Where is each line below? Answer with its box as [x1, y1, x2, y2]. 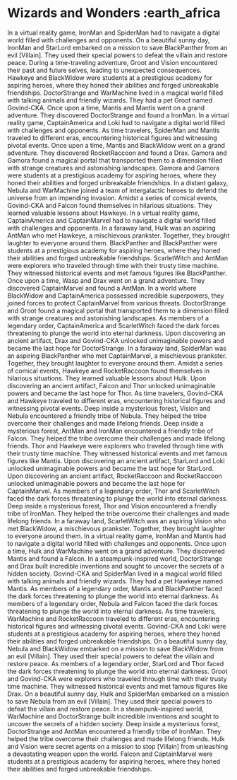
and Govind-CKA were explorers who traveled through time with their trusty [7, 674, 227, 683]
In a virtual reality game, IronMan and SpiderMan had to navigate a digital [7, 28, 220, 37]
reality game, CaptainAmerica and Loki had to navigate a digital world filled [7, 118, 226, 127]
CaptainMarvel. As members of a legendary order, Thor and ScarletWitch [7, 487, 220, 495]
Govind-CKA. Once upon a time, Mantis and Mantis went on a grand [7, 103, 205, 112]
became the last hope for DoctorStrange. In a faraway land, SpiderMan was [7, 344, 227, 352]
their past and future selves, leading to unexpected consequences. [7, 66, 202, 74]
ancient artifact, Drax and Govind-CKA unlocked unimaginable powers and [7, 336, 224, 344]
